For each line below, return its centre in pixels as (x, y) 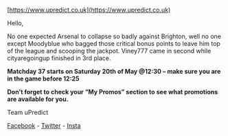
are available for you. (38, 99)
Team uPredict (28, 112)
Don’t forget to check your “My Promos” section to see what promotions (113, 92)
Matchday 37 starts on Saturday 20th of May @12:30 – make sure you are (114, 71)
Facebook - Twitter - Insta (44, 125)
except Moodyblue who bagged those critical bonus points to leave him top (114, 43)
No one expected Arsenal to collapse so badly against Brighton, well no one (114, 36)
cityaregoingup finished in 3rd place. (59, 58)
